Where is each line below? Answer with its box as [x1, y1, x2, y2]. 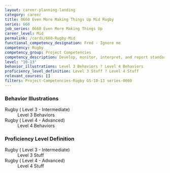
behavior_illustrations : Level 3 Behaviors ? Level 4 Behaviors [5, 64, 144, 69]
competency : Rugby [5, 45, 44, 50]
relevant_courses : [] [5, 74, 51, 79]
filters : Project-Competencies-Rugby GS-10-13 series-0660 [5, 78, 132, 83]
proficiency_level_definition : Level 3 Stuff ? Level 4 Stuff [5, 69, 139, 74]
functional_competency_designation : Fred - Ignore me [5, 41, 121, 46]
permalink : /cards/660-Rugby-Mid [5, 36, 76, 41]
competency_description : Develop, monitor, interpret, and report [5, 54, 148, 60]
